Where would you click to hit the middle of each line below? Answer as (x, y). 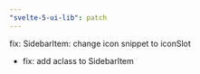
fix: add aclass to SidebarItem (78, 60)
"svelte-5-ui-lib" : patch (58, 18)
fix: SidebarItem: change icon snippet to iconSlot (100, 43)
